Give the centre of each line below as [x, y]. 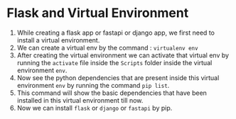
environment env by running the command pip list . [93, 85]
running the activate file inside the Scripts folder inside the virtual [114, 62]
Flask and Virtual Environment [98, 13]
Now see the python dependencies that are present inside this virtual [118, 78]
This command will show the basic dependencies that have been [112, 93]
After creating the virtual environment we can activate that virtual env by [123, 55]
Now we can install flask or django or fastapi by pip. [95, 108]
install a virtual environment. [58, 40]
